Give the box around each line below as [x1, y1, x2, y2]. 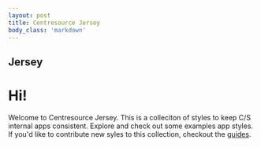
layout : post [8, 11, 51, 20]
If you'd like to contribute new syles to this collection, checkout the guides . [8, 129, 252, 138]
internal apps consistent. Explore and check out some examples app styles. [8, 121, 254, 130]
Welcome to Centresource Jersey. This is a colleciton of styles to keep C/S [8, 112, 251, 122]
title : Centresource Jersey [8, 19, 101, 27]
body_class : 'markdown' [8, 26, 87, 34]
